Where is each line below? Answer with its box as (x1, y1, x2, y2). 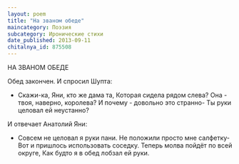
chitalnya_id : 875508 (7, 43, 72, 51)
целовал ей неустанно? (17, 106, 89, 114)
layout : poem (7, 10, 46, 18)
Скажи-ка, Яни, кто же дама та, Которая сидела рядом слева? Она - (17, 91, 228, 99)
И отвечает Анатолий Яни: (7, 120, 88, 128)
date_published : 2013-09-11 (7, 37, 91, 44)
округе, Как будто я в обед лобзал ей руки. (17, 149, 150, 157)
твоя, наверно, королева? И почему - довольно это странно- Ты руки (17, 98, 232, 107)
